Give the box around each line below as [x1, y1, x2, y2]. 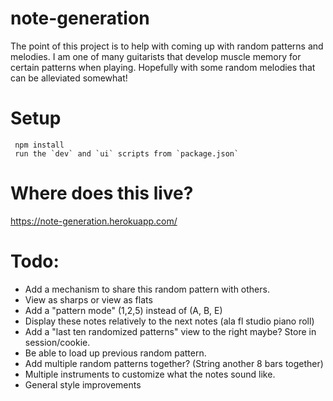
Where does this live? [10, 182, 194, 205]
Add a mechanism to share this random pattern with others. [24, 283, 270, 295]
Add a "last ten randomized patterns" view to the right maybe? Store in [24, 325, 317, 337]
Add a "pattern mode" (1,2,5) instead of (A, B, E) [24, 304, 223, 316]
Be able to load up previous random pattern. [24, 347, 207, 359]
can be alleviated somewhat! [10, 72, 128, 84]
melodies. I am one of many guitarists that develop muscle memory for [10, 50, 302, 62]
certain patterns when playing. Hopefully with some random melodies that [10, 61, 316, 73]
